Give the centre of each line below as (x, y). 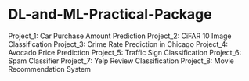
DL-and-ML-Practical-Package (110, 14)
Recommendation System (50, 69)
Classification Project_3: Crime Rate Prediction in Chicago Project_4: (118, 44)
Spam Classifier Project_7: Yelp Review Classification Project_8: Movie (121, 61)
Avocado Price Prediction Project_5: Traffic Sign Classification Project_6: (125, 52)
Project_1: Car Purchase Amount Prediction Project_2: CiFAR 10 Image (120, 36)
